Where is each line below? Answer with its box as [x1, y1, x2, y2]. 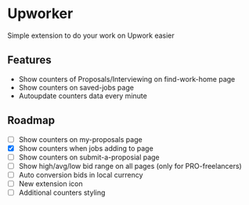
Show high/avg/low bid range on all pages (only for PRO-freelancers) [18, 161, 242, 170]
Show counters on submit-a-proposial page [18, 152, 160, 162]
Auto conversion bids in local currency [18, 170, 143, 179]
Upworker [7, 5, 74, 23]
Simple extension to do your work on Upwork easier [7, 31, 175, 40]
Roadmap [7, 114, 56, 127]
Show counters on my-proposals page [18, 134, 143, 144]
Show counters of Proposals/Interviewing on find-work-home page [18, 74, 236, 83]
